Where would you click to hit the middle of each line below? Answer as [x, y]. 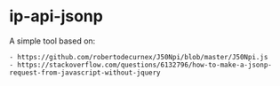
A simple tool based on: [52, 41]
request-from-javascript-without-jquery [85, 73]
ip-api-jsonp [56, 16]
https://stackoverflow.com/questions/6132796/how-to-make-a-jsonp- [145, 65]
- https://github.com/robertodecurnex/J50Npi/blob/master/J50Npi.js [139, 57]
